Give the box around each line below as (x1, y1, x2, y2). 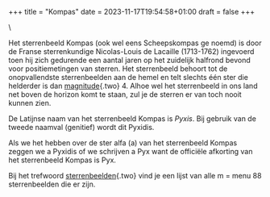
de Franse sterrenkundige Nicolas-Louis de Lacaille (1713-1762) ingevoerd (8, 47, 255, 56)
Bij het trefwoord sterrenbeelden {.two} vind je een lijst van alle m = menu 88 (8, 171, 262, 180)
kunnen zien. (8, 98, 52, 107)
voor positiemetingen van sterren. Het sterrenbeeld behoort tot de (8, 64, 228, 73)
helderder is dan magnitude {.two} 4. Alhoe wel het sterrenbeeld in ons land (8, 81, 258, 90)
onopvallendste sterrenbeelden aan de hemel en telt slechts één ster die (8, 73, 248, 82)
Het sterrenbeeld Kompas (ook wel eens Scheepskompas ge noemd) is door (8, 38, 262, 48)
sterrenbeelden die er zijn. (8, 179, 96, 189)
